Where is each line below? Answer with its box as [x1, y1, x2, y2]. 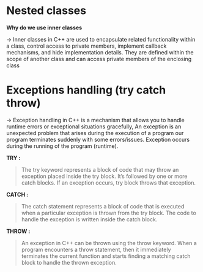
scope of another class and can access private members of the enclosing [6, 55, 192, 62]
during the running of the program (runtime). [6, 142, 119, 150]
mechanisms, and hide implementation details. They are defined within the [6, 48, 194, 56]
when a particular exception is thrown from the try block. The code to [21, 209, 197, 216]
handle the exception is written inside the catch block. [21, 215, 158, 223]
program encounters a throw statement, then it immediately [21, 246, 171, 253]
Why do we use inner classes [6, 24, 83, 31]
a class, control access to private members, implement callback [6, 42, 167, 50]
